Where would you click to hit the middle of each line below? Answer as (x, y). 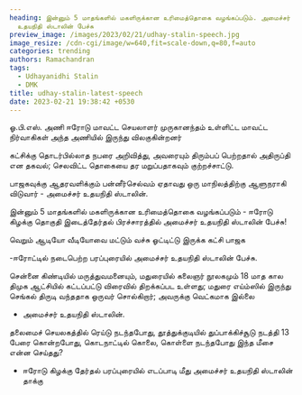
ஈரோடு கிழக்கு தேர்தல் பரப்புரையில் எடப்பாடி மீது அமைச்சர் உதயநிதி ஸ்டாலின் (157, 371)
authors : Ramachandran (52, 60)
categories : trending (50, 51)
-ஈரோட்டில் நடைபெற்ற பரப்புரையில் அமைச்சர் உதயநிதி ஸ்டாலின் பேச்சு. (133, 258)
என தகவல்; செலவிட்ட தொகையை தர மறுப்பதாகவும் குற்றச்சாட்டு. (122, 165)
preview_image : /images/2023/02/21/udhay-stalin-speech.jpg (125, 34)
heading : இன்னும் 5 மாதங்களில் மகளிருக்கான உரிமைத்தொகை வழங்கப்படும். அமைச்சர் (150, 18)
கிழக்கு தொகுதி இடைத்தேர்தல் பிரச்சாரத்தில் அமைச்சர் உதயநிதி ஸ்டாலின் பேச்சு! (148, 222)
